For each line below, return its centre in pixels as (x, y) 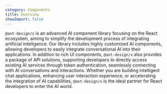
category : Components (28, 10)
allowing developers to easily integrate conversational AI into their (73, 49)
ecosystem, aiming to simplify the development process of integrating (77, 38)
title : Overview (22, 14)
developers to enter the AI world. (39, 86)
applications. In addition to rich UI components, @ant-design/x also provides (83, 54)
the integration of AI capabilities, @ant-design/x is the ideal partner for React (84, 81)
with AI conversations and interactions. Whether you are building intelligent (82, 70)
